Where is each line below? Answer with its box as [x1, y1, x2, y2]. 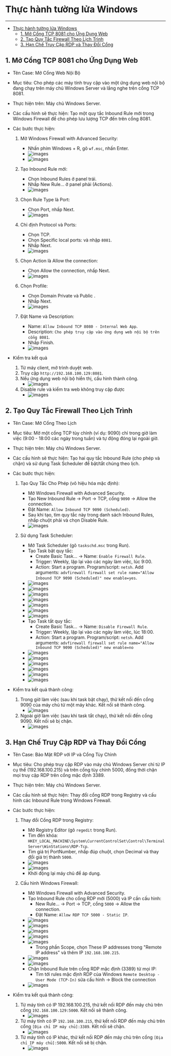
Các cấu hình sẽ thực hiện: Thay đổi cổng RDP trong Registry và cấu [12, 792, 157, 798]
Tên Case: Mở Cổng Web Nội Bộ [12, 70, 80, 76]
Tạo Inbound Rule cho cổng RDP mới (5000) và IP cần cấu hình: [27, 896, 162, 902]
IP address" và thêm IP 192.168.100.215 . [35, 950, 121, 956]
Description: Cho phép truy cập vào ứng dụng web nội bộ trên [27, 329, 160, 335]
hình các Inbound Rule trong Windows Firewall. [12, 797, 112, 803]
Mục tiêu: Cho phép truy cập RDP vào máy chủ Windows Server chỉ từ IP [12, 762, 165, 768]
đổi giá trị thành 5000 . [27, 854, 73, 860]
